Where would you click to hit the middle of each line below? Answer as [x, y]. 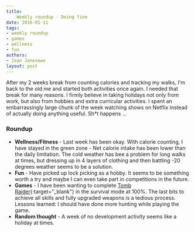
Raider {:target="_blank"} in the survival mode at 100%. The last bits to [99, 192]
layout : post [22, 66]
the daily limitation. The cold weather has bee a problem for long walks [100, 154]
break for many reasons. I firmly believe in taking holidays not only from [93, 95]
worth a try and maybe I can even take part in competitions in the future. [102, 179]
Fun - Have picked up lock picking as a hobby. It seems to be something [102, 173]
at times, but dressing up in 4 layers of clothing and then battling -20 [97, 160]
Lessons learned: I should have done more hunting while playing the [97, 204]
